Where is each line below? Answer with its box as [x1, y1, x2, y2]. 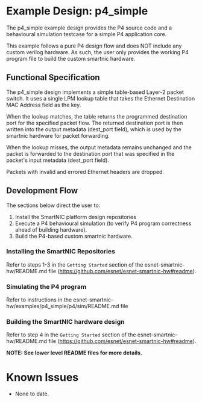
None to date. [14, 390, 49, 398]
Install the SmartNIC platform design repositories [14, 213, 137, 220]
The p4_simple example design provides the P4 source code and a [6, 24, 172, 31]
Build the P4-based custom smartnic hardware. [14, 232, 133, 240]
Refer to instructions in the [6, 296, 72, 303]
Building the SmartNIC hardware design [6, 318, 125, 326]
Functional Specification [6, 72, 101, 82]
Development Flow [6, 185, 78, 196]
